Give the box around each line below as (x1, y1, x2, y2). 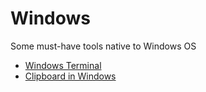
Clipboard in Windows (24, 70, 117, 82)
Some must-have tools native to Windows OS (10, 40, 197, 52)
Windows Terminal (24, 59, 102, 71)
